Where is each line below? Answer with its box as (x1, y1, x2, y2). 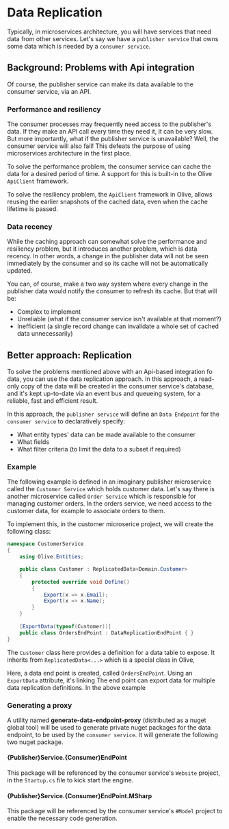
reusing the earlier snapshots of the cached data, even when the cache (7, 197, 208, 206)
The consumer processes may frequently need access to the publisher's (7, 120, 212, 128)
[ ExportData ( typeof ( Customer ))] (19, 623, 111, 630)
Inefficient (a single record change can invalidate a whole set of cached (16, 322, 219, 330)
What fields (16, 438, 50, 446)
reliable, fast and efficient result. (7, 397, 98, 405)
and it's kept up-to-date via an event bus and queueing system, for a (7, 389, 201, 398)
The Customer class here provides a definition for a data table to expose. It (7, 648, 215, 656)
